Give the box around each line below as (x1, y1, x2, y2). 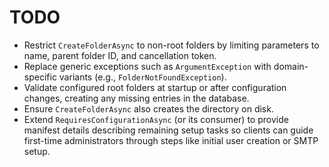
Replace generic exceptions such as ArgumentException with (23, 60, 272, 72)
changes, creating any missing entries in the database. (23, 92, 250, 104)
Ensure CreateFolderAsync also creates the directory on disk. (23, 102, 274, 115)
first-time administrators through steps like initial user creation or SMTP (23, 134, 319, 146)
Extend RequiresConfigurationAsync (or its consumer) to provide (23, 113, 289, 125)
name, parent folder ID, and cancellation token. (23, 49, 217, 61)
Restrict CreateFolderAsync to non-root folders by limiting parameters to (23, 39, 320, 51)
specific (23, 71, 57, 83)
